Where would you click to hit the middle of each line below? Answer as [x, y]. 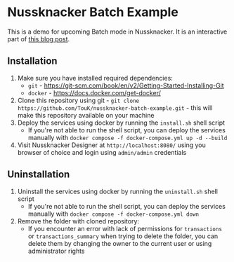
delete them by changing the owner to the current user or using [120, 243]
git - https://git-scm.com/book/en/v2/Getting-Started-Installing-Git [126, 85]
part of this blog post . [39, 39]
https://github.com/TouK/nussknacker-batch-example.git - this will [115, 108]
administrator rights [56, 251]
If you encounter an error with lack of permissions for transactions [125, 228]
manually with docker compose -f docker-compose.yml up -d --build [128, 137]
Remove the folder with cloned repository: [78, 221]
